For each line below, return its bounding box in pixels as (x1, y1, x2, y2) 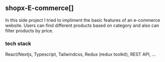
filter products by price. (5, 27, 54, 34)
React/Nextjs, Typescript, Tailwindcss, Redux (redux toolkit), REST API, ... (5, 52, 156, 58)
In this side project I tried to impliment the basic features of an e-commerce (5, 17, 161, 23)
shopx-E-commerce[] (5, 4, 74, 12)
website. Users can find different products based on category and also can (5, 22, 160, 28)
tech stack (5, 40, 31, 47)
